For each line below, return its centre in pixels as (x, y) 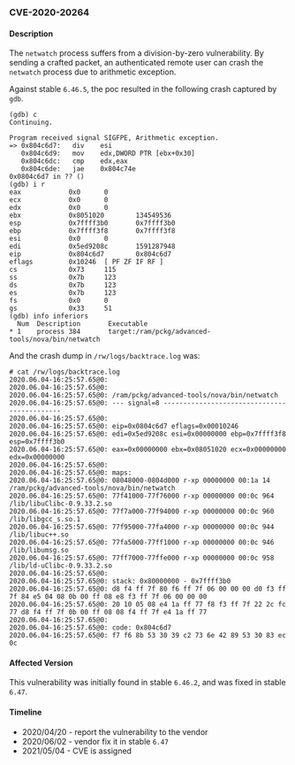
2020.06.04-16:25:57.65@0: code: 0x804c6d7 (91, 628)
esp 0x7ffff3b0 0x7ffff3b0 (92, 223)
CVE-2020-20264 (49, 12)
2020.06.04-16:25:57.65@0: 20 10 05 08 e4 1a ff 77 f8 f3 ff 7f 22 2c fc (148, 605)
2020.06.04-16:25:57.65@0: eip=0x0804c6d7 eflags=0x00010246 (124, 427)
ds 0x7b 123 (63, 285)
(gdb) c (23, 115)
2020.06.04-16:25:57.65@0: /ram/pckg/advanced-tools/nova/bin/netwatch (144, 396)
